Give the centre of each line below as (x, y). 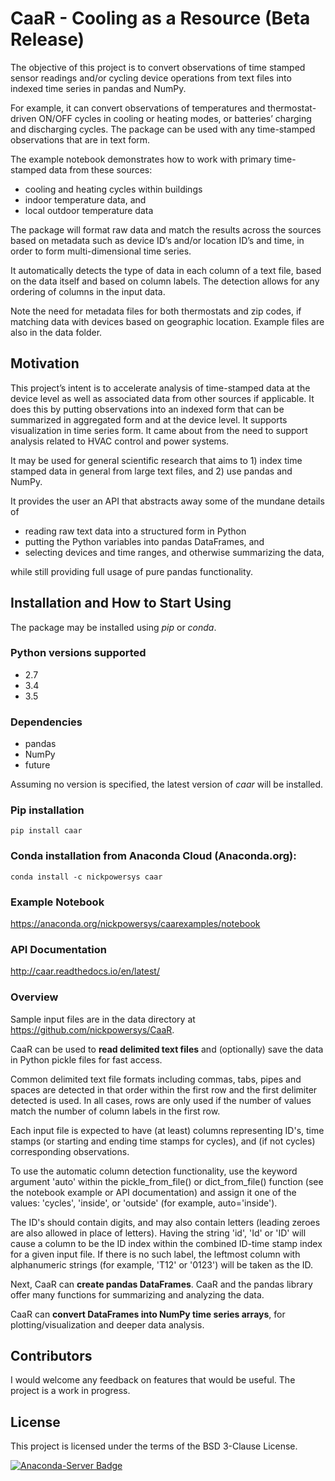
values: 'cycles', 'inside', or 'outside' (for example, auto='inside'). (144, 1203)
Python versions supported (78, 653)
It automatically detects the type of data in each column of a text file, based (166, 270)
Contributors (51, 1356)
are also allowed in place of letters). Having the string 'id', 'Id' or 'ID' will (158, 1233)
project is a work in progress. (70, 1391)
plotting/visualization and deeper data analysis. (107, 1324)
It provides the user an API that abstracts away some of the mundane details (167, 501)
